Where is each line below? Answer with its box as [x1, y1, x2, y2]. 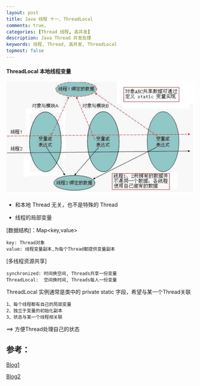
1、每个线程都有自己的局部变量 [6, 301, 72, 307]
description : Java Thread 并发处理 [6, 35, 92, 41]
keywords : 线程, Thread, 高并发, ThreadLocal [6, 41, 117, 47]
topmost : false [6, 48, 44, 54]
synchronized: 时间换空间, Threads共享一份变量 [6, 271, 117, 277]
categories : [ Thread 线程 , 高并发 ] [6, 29, 91, 35]
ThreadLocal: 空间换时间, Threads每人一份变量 [6, 277, 117, 283]
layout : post [6, 10, 39, 16]
